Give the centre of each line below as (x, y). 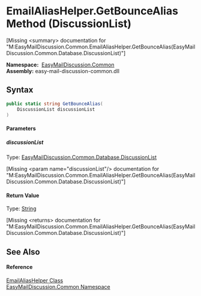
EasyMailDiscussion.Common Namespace (58, 286)
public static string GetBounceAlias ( (55, 104)
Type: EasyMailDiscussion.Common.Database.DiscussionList (82, 157)
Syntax (20, 90)
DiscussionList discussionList (56, 109)
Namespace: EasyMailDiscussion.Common (61, 65)
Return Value (23, 195)
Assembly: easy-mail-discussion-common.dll (63, 71)
